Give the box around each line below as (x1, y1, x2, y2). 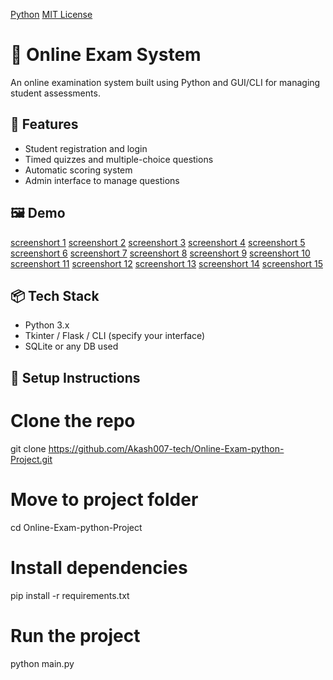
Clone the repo (10, 409, 136, 432)
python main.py (10, 657, 75, 669)
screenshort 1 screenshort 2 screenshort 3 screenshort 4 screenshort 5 (10, 236, 306, 248)
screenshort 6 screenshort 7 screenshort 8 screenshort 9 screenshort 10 (10, 247, 311, 259)
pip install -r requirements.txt (10, 589, 130, 601)
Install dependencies (10, 556, 188, 579)
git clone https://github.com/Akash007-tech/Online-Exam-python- (10, 442, 285, 454)
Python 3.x (24, 319, 70, 331)
